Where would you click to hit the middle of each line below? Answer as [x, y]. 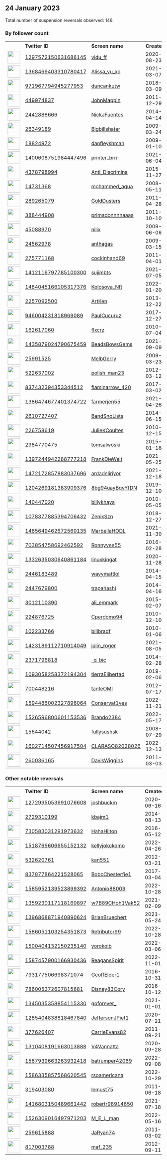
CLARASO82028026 [116, 746]
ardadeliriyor [106, 474]
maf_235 [102, 1147]
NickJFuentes [107, 115]
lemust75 [102, 1090]
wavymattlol [105, 574]
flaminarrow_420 [111, 387]
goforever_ [104, 1004]
